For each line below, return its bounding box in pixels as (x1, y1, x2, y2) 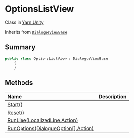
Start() (7, 101, 23, 108)
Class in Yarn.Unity (5, 20, 44, 25)
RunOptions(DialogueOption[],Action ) (7, 125, 94, 132)
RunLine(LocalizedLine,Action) (7, 117, 78, 124)
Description (98, 93, 127, 100)
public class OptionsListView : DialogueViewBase (5, 56, 109, 61)
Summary (5, 43, 36, 52)
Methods (5, 79, 33, 87)
